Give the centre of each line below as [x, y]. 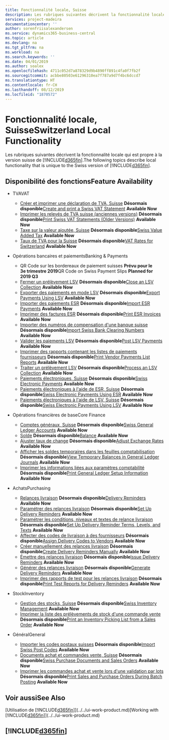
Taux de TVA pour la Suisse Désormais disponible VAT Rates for [87, 241]
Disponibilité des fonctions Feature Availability [79, 181]
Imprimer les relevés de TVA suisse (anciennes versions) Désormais [91, 214]
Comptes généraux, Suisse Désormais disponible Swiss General [87, 425]
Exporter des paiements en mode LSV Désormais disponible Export [90, 293]
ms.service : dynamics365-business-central [50, 33]
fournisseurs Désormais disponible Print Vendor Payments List [85, 357]
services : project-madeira [33, 19]
